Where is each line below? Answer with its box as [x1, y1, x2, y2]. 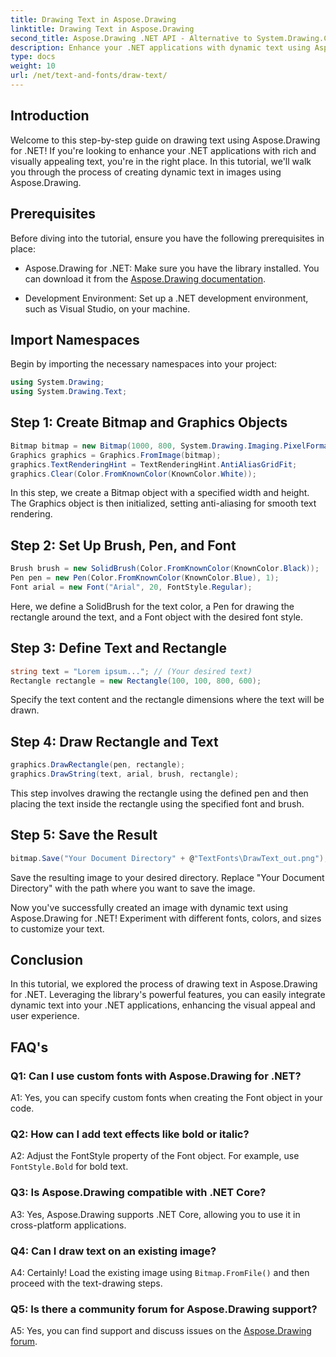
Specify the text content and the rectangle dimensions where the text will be [10, 694, 325, 706]
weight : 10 [10, 61, 56, 71]
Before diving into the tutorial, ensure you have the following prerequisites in [10, 232, 325, 244]
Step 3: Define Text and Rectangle [10, 640, 227, 657]
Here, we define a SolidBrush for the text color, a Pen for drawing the [10, 600, 295, 612]
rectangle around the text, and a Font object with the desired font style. [10, 611, 304, 623]
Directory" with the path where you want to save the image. [10, 882, 256, 894]
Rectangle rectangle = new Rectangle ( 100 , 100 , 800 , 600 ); [10, 676, 262, 686]
